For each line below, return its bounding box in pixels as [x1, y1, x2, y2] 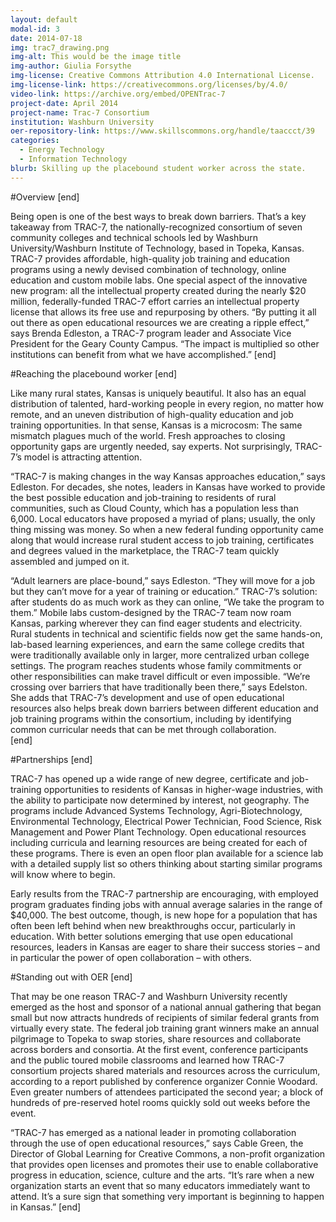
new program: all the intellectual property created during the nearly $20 [10, 284, 307, 296]
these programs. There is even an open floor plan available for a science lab [10, 847, 324, 859]
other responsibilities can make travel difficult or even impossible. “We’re [10, 670, 311, 682]
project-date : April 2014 [10, 98, 118, 108]
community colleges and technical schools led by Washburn [10, 231, 259, 243]
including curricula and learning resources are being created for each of [10, 836, 308, 848]
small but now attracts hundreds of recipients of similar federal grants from [10, 1011, 320, 1023]
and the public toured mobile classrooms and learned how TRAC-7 [10, 1054, 285, 1066]
